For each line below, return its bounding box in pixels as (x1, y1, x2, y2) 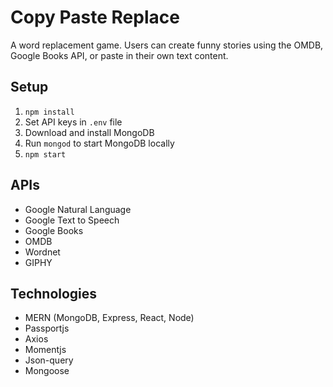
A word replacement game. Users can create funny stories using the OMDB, (10, 39, 324, 51)
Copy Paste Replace (10, 6, 180, 29)
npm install (24, 107, 75, 117)
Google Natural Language (24, 203, 132, 215)
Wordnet (24, 246, 61, 258)
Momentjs (24, 344, 67, 356)
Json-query (24, 354, 74, 366)
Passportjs (24, 322, 70, 335)
